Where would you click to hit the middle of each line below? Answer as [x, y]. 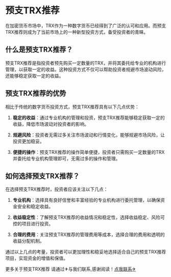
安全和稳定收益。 [35, 206]
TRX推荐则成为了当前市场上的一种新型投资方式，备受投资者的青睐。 [77, 32]
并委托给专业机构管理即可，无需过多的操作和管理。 [66, 158]
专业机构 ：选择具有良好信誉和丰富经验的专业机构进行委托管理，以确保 [87, 200]
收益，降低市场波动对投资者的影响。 [51, 124]
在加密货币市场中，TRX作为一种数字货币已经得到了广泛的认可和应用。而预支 [86, 26]
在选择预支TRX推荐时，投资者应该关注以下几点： [57, 189]
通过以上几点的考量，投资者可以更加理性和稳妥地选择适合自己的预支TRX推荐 [86, 252]
